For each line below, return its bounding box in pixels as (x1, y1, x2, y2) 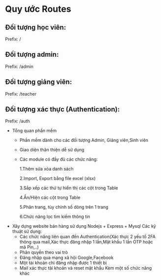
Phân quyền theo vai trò (19, 249, 68, 255)
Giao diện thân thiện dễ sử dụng (19, 147, 84, 153)
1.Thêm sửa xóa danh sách (19, 166, 74, 172)
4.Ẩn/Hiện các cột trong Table (19, 195, 80, 201)
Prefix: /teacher (5, 91, 37, 97)
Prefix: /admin (5, 63, 33, 70)
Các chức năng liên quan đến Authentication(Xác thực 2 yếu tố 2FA (19, 234, 156, 240)
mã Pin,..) (19, 244, 39, 250)
